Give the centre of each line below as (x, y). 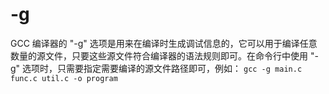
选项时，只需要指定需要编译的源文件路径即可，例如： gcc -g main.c (162, 68)
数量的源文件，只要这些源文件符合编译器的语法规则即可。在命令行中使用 (159, 55)
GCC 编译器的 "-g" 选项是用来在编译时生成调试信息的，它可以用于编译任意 (164, 43)
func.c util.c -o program (64, 78)
